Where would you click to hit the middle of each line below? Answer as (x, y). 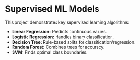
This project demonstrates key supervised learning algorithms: (67, 22)
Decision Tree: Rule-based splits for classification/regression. (74, 42)
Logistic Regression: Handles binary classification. (63, 37)
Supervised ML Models (52, 9)
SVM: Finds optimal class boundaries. (50, 52)
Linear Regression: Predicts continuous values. (59, 31)
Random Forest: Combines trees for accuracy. (58, 47)
